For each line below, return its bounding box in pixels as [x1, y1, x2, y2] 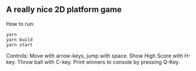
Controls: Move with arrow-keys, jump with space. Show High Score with [6, 52, 184, 59]
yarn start [6, 42, 33, 48]
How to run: [6, 20, 35, 27]
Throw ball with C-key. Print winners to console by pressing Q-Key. [17, 58, 180, 65]
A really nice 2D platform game [6, 5, 122, 15]
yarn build [6, 36, 33, 43]
